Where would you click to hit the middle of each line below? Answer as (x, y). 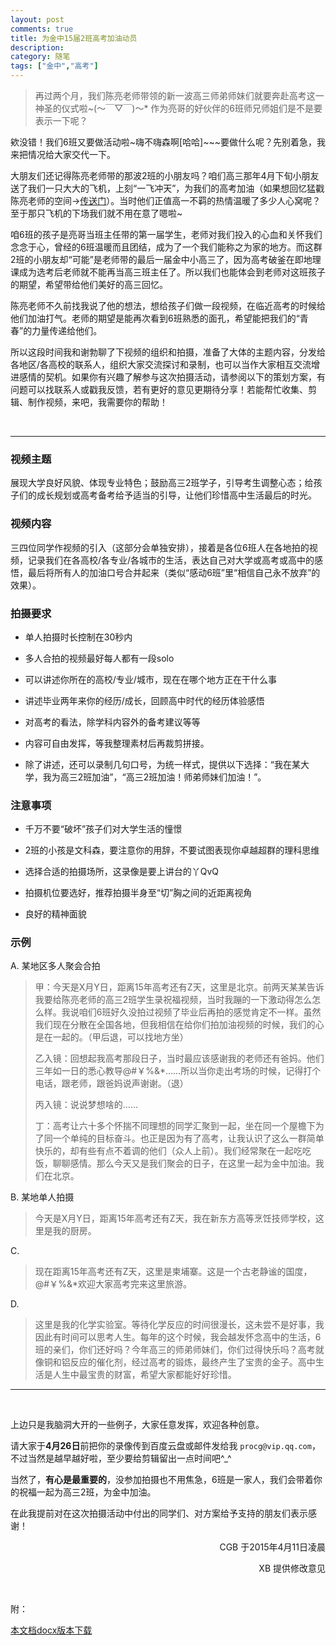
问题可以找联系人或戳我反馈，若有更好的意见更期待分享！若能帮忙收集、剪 (163, 389)
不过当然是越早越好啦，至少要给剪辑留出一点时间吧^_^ (121, 1458)
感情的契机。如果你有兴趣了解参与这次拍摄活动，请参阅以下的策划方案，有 (172, 377)
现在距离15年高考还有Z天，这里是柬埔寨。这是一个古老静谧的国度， (173, 1272)
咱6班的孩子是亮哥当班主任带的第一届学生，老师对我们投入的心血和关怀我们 (166, 234)
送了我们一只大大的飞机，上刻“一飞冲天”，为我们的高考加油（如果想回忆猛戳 (167, 188)
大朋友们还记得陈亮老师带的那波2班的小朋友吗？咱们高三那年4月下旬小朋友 (165, 175)
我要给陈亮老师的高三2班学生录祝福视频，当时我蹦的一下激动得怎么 (173, 1000)
